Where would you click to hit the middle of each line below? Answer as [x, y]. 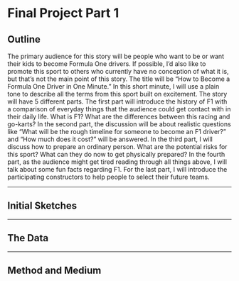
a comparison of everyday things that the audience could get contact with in [119, 109]
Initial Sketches [42, 206]
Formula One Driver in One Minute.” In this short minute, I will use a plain [113, 86]
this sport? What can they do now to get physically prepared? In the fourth [116, 154]
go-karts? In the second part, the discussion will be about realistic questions [119, 124]
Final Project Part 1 [63, 13]
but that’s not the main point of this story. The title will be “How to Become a [119, 79]
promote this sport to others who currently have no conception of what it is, [118, 71]
